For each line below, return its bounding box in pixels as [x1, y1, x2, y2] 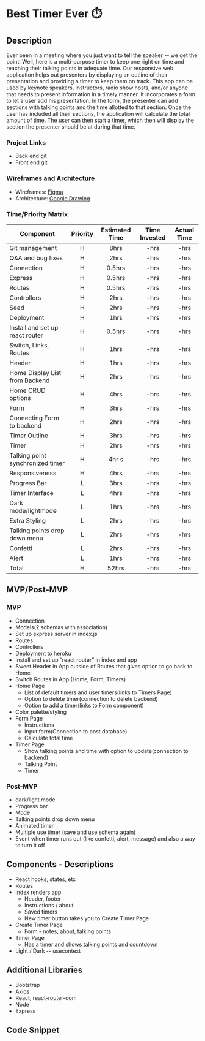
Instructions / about [24, 901, 74, 909]
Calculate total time [24, 734, 73, 741]
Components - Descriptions [6, 859, 114, 869]
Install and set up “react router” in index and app [15, 656, 137, 664]
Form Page [15, 714, 43, 722]
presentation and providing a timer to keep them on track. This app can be [6, 78, 193, 85]
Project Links [6, 138, 46, 146]
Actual [174, 225, 194, 234]
